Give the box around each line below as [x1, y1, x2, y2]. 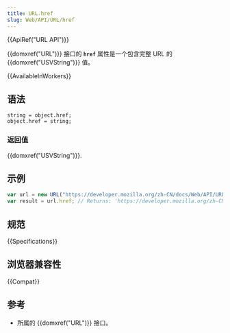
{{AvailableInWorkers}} [7, 71, 72, 80]
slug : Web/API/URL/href [7, 16, 75, 23]
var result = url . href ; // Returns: [7, 198, 112, 205]
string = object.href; [7, 112, 72, 119]
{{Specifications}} [7, 237, 58, 245]
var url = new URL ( [7, 192, 63, 198]
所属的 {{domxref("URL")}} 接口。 [16, 319, 112, 327]
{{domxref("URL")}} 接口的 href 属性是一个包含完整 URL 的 [7, 49, 172, 58]
